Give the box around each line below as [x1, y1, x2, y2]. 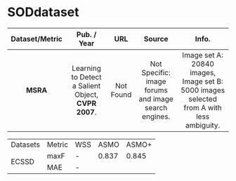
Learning [71, 63, 102, 73]
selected [188, 94, 218, 104]
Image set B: [182, 76, 223, 86]
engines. [141, 112, 171, 121]
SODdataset [7, 4, 79, 20]
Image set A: [182, 50, 223, 60]
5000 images [180, 85, 225, 95]
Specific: [141, 67, 171, 77]
